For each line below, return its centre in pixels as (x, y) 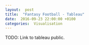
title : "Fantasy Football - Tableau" (45, 14)
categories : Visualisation (34, 23)
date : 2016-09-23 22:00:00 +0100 (41, 19)
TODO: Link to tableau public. (35, 38)
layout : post (20, 10)
